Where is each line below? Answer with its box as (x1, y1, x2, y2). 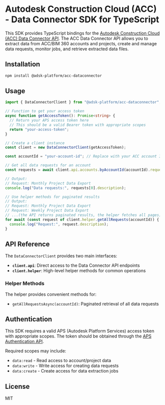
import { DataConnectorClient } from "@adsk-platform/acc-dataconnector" (5, 100, 160, 105)
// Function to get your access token (5, 109, 84, 114)
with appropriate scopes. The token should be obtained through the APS (5, 333, 152, 339)
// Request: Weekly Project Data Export (5, 208, 89, 213)
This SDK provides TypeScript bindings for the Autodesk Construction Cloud (5, 30, 160, 36)
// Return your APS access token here (9, 118, 89, 123)
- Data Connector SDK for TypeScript (5, 14, 160, 25)
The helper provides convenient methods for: (5, 291, 97, 297)
